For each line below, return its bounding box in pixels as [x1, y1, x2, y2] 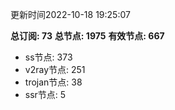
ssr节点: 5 [24, 89, 67, 100]
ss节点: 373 [24, 51, 73, 63]
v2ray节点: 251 [24, 64, 86, 75]
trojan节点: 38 [24, 76, 83, 88]
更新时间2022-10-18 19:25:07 [10, 9, 131, 20]
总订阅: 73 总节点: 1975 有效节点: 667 [10, 30, 165, 42]
